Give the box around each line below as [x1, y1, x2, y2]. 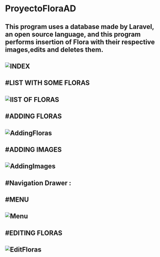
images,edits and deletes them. [5, 45, 104, 54]
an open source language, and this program [5, 30, 141, 38]
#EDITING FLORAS [5, 229, 63, 237]
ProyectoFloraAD [5, 3, 76, 14]
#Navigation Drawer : [5, 179, 71, 187]
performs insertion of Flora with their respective [5, 38, 155, 46]
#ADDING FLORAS [5, 112, 62, 121]
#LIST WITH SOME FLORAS [5, 79, 90, 87]
